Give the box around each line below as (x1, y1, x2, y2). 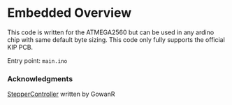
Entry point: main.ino (7, 56, 68, 64)
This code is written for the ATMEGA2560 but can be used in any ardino (7, 28, 215, 36)
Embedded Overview (7, 5, 132, 21)
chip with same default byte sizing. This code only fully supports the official (7, 35, 225, 43)
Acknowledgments (7, 73, 73, 83)
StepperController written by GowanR (7, 90, 115, 99)
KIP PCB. (7, 43, 34, 51)
